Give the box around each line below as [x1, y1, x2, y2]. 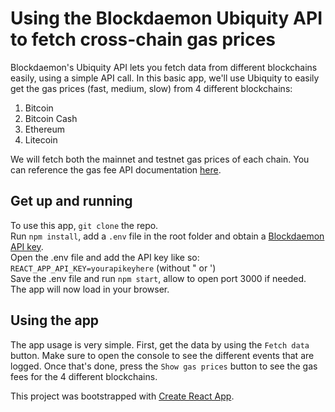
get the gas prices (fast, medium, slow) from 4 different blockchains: [10, 82, 293, 94]
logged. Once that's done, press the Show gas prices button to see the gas [10, 360, 318, 372]
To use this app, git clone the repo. [10, 219, 159, 231]
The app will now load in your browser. [10, 283, 170, 295]
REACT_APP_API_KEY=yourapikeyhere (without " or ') [10, 262, 217, 274]
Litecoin [24, 133, 58, 146]
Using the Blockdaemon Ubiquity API [10, 7, 323, 30]
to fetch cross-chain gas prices [10, 28, 277, 51]
